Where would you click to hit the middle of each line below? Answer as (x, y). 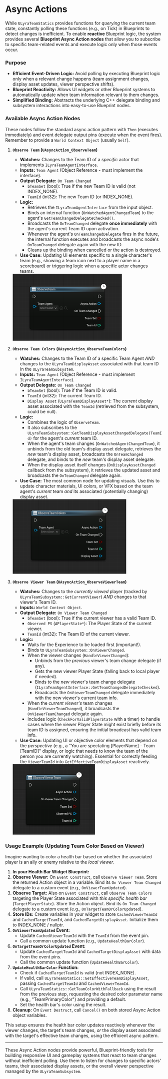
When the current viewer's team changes (70, 703)
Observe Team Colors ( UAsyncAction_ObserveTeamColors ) (69, 348)
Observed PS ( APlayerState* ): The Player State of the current (89, 624)
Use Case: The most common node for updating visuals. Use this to (90, 480)
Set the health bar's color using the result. (63, 1005)
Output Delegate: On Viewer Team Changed (63, 613)
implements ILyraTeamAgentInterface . (59, 165)
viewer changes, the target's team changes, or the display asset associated (83, 1030)
